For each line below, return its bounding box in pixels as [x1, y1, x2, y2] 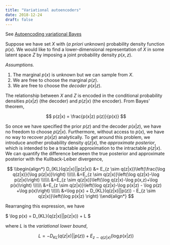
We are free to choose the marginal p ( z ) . [12, 77, 98, 84]
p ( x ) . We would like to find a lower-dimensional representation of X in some [5, 47, 164, 53]
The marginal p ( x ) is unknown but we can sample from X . [12, 72, 134, 78]
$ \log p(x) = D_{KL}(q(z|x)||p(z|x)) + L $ [5, 213, 91, 219]
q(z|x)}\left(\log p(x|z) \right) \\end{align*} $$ [38, 193, 134, 199]
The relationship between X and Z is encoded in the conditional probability [5, 93, 163, 99]
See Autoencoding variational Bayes [5, 31, 82, 37]
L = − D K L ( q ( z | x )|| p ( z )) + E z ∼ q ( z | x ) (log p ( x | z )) [38, 233, 134, 240]
